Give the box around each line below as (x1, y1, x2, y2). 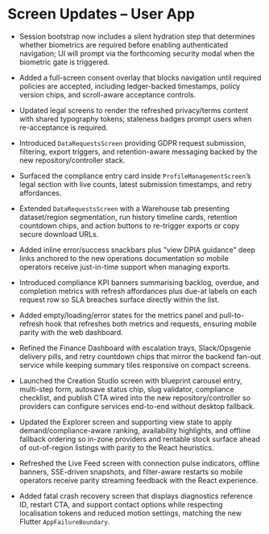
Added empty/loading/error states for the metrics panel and (19, 310, 218, 320)
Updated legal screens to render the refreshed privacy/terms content (19, 106, 249, 115)
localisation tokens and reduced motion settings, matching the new (19, 508, 242, 518)
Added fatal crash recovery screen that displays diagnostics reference (19, 491, 253, 500)
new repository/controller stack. (19, 155, 126, 165)
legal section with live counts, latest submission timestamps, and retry (19, 179, 252, 189)
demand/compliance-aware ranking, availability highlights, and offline (19, 425, 251, 435)
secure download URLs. (19, 229, 99, 238)
